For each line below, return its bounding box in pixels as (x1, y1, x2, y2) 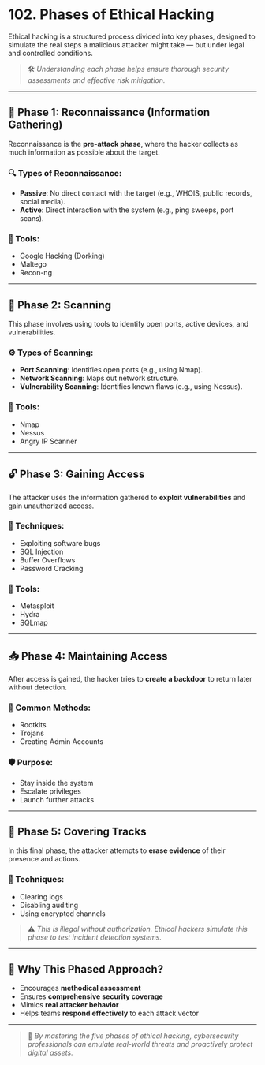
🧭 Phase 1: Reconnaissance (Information (8, 106, 211, 119)
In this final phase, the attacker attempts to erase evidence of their (8, 846, 226, 855)
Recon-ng (19, 268, 53, 278)
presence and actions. (8, 854, 81, 864)
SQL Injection (19, 547, 64, 556)
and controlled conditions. (8, 48, 93, 58)
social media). (19, 197, 65, 207)
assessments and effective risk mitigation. (27, 75, 166, 84)
